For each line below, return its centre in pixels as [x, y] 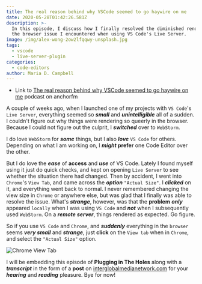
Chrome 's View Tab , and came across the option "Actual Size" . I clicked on [99, 183]
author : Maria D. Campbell [40, 73]
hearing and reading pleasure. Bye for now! [61, 275]
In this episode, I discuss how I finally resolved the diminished [98, 29]
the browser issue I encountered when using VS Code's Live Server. [99, 34]
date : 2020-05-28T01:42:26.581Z [47, 17]
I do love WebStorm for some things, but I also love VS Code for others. [91, 139]
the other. [18, 152]
